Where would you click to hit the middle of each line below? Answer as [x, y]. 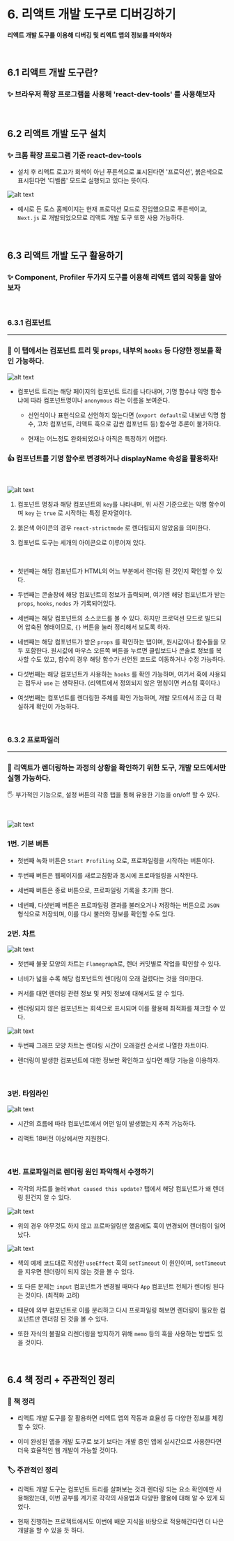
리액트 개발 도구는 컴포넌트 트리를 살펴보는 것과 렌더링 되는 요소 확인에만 [116, 1489]
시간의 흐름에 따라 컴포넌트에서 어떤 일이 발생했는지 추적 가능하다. [107, 1124]
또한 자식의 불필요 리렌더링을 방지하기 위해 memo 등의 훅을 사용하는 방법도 [116, 1333]
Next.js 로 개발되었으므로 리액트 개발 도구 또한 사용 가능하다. [101, 218]
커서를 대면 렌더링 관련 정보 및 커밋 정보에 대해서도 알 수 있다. [101, 994]
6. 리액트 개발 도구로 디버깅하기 [92, 14]
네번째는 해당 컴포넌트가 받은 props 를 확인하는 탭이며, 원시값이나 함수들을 [118, 642]
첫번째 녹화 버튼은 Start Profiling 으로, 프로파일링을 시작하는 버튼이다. [116, 860]
